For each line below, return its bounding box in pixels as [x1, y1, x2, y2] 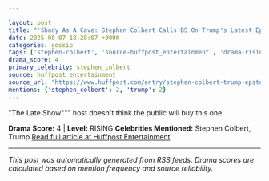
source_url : [8, 78, 48, 86]
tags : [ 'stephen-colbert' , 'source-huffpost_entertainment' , [8, 49, 217, 57]
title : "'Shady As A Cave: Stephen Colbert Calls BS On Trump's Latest [8, 26, 252, 34]
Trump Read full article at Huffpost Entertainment [8, 131, 171, 141]
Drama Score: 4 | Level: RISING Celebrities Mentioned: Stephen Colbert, [8, 123, 251, 133]
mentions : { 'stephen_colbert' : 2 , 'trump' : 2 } [8, 86, 167, 94]
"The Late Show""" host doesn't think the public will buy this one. [8, 107, 224, 117]
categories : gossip [8, 41, 74, 49]
